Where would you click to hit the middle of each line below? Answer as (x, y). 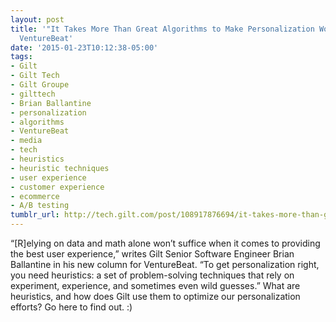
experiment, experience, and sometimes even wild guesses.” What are (155, 285)
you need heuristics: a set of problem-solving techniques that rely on (152, 275)
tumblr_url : (35, 215)
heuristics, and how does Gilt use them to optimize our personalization (155, 296)
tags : (21, 57)
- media (26, 141)
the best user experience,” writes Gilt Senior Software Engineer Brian (152, 254)
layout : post (37, 19)
